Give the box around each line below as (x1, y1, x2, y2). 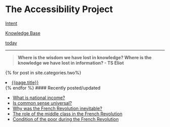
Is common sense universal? (12, 100, 72, 106)
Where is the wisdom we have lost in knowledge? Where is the (17, 54, 152, 60)
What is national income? (12, 95, 65, 101)
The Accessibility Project (5, 4, 113, 15)
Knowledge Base (5, 30, 40, 36)
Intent (5, 20, 18, 26)
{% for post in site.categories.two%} (5, 69, 81, 75)
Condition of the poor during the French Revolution (12, 116, 119, 122)
